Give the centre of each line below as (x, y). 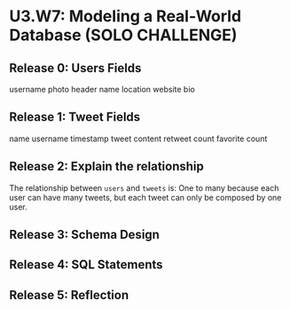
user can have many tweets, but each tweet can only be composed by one (145, 197)
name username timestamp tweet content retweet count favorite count (138, 139)
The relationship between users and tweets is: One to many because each (144, 187)
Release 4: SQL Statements (86, 265)
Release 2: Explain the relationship (106, 166)
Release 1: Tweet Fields (75, 117)
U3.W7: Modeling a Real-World (125, 16)
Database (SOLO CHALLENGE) (123, 35)
